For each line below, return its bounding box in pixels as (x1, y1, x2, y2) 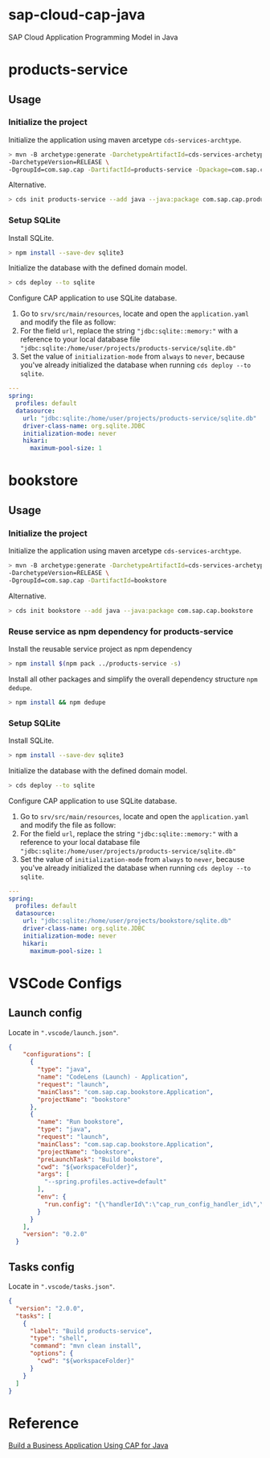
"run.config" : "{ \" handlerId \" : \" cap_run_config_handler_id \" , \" (43, 1200, 268, 1208)
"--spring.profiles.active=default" (43, 1178, 167, 1186)
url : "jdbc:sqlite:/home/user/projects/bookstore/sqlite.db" (22, 917, 231, 926)
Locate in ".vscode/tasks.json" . (8, 1282, 115, 1291)
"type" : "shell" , (29, 1335, 88, 1343)
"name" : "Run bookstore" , (37, 1118, 125, 1126)
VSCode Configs (8, 974, 122, 992)
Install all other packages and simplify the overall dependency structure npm (8, 674, 259, 684)
